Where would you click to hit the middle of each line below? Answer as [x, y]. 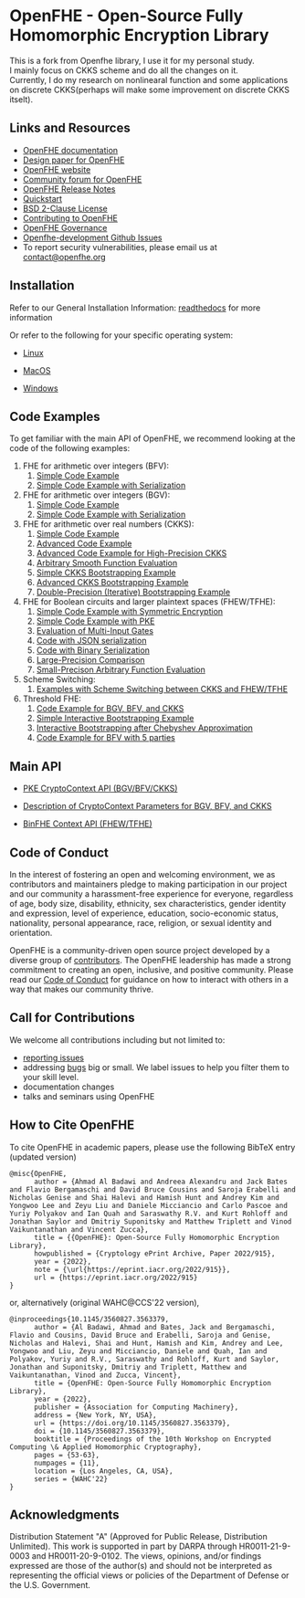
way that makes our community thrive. [81, 989]
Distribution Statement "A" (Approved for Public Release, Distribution [138, 1537]
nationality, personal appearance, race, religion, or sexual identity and [141, 923]
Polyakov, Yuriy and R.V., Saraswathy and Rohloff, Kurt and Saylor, [145, 1359]
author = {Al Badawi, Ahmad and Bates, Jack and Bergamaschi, [154, 1327]
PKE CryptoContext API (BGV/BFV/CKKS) [100, 788]
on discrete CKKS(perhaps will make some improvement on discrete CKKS [150, 89]
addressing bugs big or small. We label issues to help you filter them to [156, 1067]
